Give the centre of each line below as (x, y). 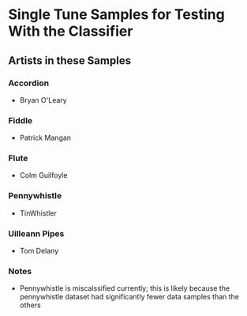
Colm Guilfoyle (43, 175)
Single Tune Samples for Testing (116, 15)
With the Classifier (71, 31)
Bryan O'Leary (43, 100)
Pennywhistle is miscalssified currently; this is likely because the (125, 288)
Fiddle (21, 120)
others (30, 305)
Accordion (29, 83)
